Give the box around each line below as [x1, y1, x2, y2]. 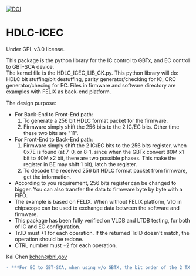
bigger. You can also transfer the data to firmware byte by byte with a [14, 186, 183, 193]
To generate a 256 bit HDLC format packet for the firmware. [23, 117, 168, 124]
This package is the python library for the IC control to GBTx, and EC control [6, 56, 190, 64]
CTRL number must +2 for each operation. [14, 241, 117, 249]
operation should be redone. [14, 235, 84, 243]
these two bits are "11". [23, 129, 79, 136]
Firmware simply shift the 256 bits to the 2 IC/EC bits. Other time [23, 123, 180, 130]
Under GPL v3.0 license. [6, 45, 65, 52]
